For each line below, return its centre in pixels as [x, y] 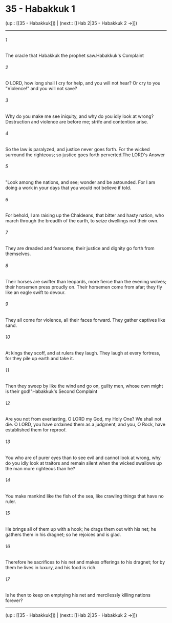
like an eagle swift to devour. [35, 292]
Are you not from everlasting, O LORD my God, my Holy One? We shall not [83, 419]
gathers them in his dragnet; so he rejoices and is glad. [63, 534]
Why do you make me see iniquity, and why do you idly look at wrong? [80, 116]
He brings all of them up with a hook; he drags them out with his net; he [81, 529]
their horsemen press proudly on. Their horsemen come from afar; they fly [84, 287]
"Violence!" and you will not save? [41, 89]
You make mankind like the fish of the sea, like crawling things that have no [84, 496]
